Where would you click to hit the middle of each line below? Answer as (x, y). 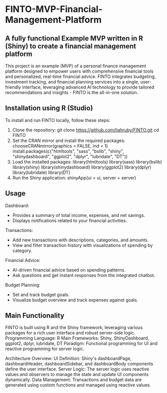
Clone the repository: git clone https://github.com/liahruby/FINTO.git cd (86, 130)
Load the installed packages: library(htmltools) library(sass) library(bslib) (87, 161)
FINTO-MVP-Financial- (54, 9)
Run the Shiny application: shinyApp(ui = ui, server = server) (74, 177)
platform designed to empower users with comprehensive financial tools (79, 71)
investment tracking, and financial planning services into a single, (72, 82)
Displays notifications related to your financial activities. (70, 220)
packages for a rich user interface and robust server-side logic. (70, 333)
